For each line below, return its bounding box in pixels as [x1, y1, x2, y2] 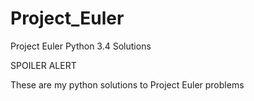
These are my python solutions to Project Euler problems [10, 78, 245, 91]
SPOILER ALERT [10, 59, 77, 71]
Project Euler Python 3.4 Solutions [10, 40, 152, 52]
